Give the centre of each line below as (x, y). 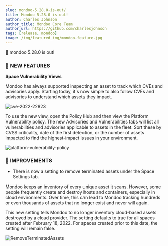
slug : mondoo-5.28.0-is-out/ (36, 10)
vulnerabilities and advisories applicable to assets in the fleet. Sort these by (83, 127)
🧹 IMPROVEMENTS (29, 161)
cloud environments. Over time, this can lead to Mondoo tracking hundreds (83, 198)
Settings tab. (26, 177)
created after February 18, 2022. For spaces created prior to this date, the (81, 223)
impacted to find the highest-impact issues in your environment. (72, 138)
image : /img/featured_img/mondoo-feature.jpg (54, 38)
